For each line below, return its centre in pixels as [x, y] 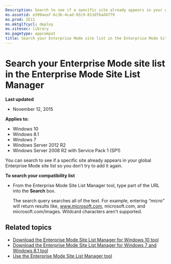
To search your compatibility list [40, 175]
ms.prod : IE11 [20, 19]
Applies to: [17, 119]
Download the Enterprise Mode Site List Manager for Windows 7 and [84, 245]
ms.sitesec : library [27, 29]
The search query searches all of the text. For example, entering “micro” [89, 200]
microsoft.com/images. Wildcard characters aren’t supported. [77, 211]
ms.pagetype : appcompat [31, 34]
